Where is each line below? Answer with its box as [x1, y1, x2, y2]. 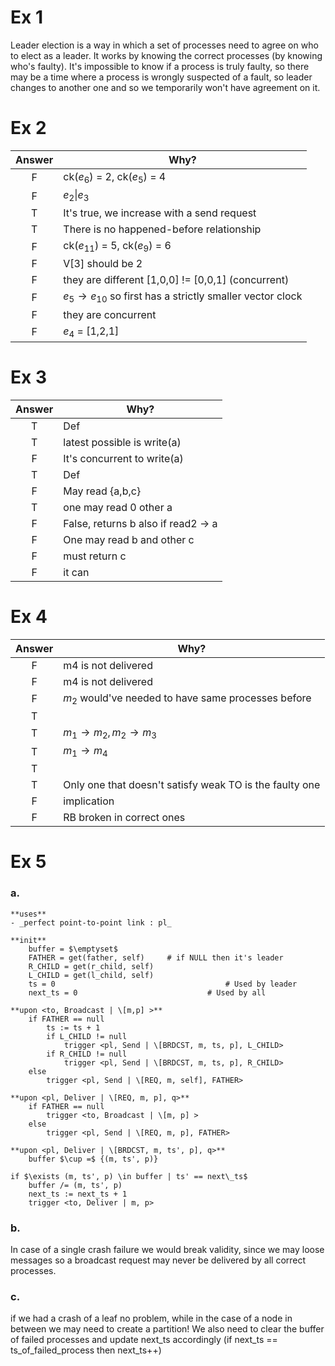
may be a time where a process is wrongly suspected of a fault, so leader [10, 71, 313, 83]
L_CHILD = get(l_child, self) [28, 970, 155, 980]
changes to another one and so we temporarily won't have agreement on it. [10, 81, 321, 93]
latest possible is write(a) [63, 435, 182, 449]
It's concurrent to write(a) [63, 451, 184, 465]
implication [63, 794, 115, 808]
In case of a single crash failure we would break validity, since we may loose [10, 1244, 325, 1256]
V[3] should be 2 [63, 257, 143, 271]
